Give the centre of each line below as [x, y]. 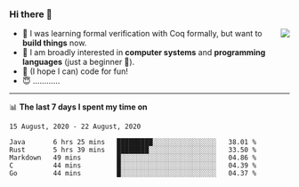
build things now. [54, 43]
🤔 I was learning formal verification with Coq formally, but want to [142, 34]
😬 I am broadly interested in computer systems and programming [144, 53]
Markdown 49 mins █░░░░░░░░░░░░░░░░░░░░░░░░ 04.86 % [133, 158]
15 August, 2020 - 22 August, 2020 [75, 127]
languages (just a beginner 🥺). [78, 62]
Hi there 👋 [31, 14]
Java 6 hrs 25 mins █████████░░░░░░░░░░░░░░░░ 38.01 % [133, 142]
